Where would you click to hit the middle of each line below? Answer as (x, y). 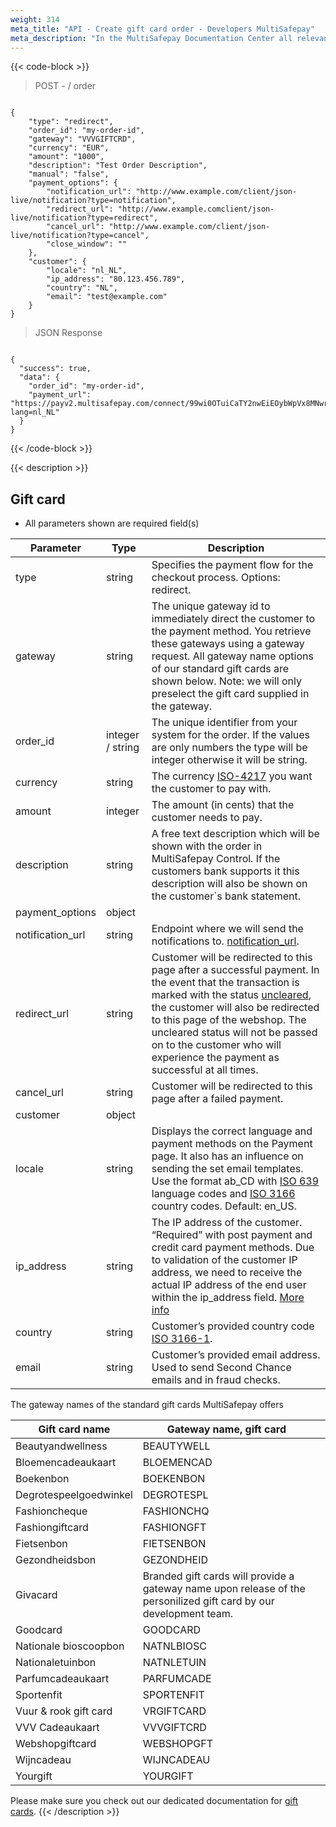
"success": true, (55, 369)
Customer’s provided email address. (236, 1355)
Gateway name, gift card (226, 1429)
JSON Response (68, 333)
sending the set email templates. (227, 1169)
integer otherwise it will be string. (229, 760)
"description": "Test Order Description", (118, 166)
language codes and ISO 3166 (223, 1194)
